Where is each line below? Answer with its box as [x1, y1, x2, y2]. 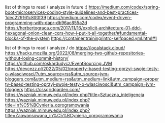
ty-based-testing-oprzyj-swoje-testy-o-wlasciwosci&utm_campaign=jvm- [5, 81, 156, 87]
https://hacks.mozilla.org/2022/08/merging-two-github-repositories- [5, 50, 145, 56]
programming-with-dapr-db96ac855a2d [5, 20, 87, 25]
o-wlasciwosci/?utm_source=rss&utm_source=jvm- [5, 71, 109, 76]
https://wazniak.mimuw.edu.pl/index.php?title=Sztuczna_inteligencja [5, 92, 144, 98]
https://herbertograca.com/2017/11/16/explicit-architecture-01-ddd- [5, 25, 142, 31]
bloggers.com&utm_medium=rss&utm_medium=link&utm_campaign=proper [5, 76, 159, 82]
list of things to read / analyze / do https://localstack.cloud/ [5, 45, 125, 50]
